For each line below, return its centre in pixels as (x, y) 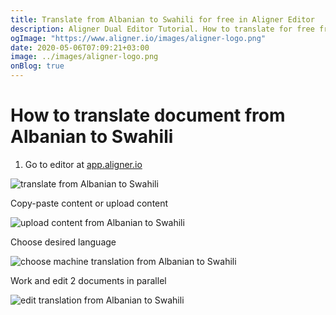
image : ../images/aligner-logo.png (84, 57)
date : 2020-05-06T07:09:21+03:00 (80, 47)
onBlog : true (37, 66)
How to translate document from (148, 115)
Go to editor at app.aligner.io (83, 164)
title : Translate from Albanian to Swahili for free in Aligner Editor (162, 19)
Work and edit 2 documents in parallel (88, 280)
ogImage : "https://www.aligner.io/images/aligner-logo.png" (138, 38)
